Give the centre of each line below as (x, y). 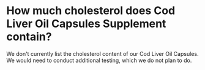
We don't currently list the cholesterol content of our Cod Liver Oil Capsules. (102, 53)
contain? (29, 37)
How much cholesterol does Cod (91, 11)
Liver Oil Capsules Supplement (86, 24)
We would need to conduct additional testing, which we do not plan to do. (99, 60)
